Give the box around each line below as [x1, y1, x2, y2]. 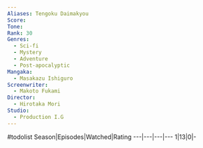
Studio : [7, 107, 30, 114]
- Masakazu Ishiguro [13, 74, 73, 82]
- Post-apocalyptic [13, 62, 70, 69]
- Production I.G [13, 113, 64, 120]
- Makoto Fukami [13, 88, 61, 94]
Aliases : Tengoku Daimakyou [7, 10, 89, 17]
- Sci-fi [13, 42, 39, 49]
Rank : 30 [7, 29, 33, 37]
